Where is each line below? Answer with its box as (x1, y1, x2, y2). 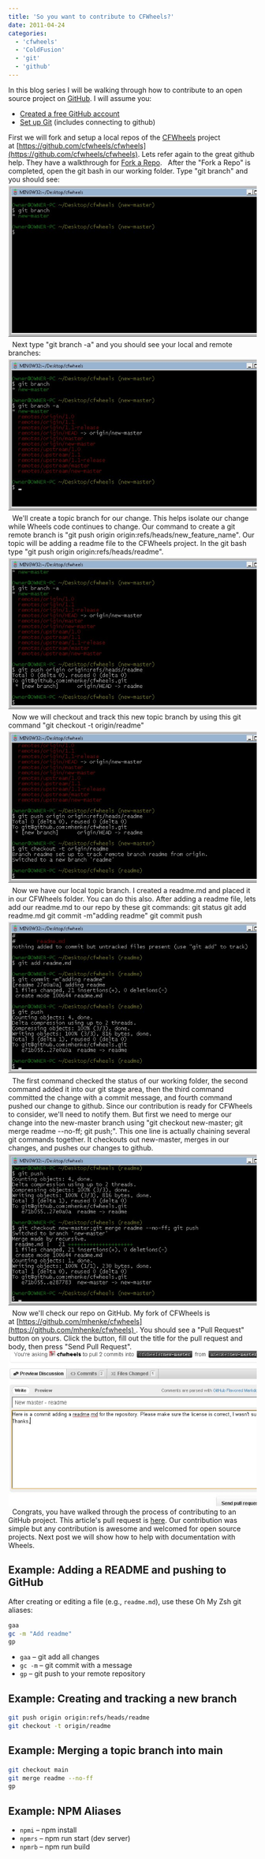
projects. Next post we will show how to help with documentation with (8, 1532, 236, 1542)
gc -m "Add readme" (8, 1629, 73, 1637)
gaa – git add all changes (19, 1652, 100, 1662)
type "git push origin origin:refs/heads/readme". (8, 547, 164, 556)
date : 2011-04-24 (8, 21, 65, 29)
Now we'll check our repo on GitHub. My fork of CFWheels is (11, 1308, 211, 1318)
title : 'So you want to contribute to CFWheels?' (8, 13, 175, 21)
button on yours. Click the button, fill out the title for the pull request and (8, 1333, 243, 1343)
